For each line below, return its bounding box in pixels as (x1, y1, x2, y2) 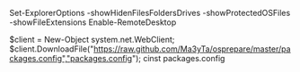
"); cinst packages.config (131, 53, 225, 63)
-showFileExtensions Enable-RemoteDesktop (9, 17, 177, 28)
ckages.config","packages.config (9, 53, 133, 63)
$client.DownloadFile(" (9, 44, 94, 54)
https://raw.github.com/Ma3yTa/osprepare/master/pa (93, 44, 291, 54)
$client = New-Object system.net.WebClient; (9, 35, 175, 44)
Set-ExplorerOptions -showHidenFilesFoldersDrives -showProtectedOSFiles (9, 8, 291, 18)
